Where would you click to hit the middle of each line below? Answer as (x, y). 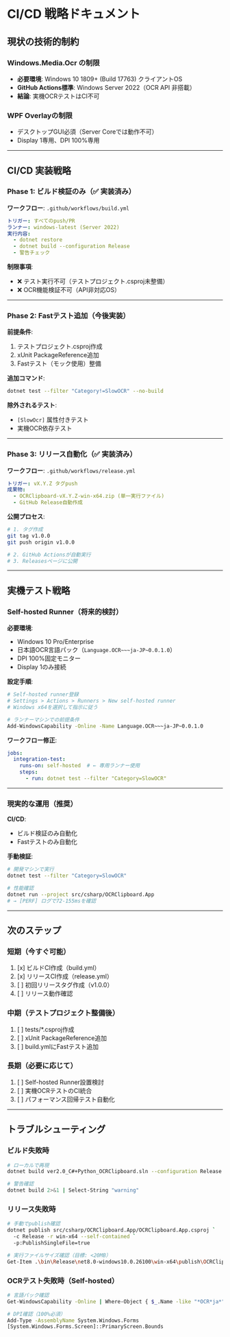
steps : (29, 772)
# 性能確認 (21, 888)
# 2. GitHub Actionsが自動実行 (49, 555)
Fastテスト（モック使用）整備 (59, 363)
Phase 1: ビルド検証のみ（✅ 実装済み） (71, 191)
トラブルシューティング (56, 1130)
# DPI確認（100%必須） (36, 1314)
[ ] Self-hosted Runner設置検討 (61, 1082)
